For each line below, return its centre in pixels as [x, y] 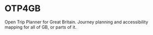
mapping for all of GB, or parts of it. [41, 27]
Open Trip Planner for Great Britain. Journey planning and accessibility [76, 22]
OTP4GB [22, 9]
